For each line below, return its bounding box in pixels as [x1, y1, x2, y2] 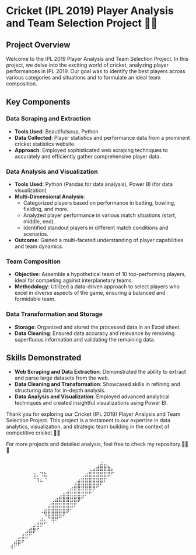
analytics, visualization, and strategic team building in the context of [6, 423, 170, 430]
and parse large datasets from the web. [14, 374, 110, 381]
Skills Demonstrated [6, 353, 82, 363]
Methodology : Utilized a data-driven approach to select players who [14, 283, 180, 290]
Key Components [6, 97, 71, 107]
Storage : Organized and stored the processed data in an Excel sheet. [14, 323, 181, 330]
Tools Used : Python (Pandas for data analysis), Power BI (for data [14, 180, 173, 188]
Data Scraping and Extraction [6, 115, 91, 123]
